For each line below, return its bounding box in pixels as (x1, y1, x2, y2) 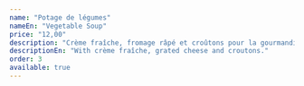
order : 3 (9, 55, 43, 64)
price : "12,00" (9, 30, 67, 39)
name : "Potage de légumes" (9, 13, 111, 22)
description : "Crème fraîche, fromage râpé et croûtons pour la (9, 38, 257, 47)
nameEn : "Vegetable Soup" (9, 21, 107, 30)
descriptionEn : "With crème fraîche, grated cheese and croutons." (9, 47, 270, 56)
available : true (9, 64, 71, 73)
